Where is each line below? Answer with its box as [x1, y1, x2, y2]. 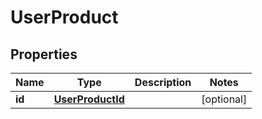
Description [134, 76, 192, 89]
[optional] [201, 92, 248, 106]
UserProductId [53, 92, 125, 106]
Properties [10, 46, 78, 63]
